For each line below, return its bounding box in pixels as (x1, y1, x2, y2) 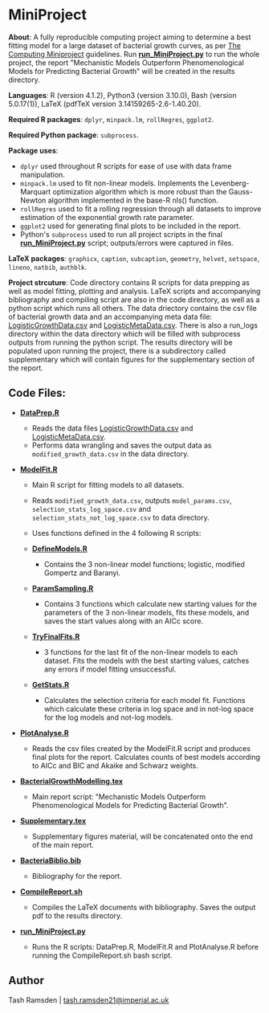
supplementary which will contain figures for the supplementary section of (8, 354, 255, 364)
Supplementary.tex (19, 815, 87, 825)
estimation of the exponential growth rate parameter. (19, 212, 194, 222)
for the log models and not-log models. (43, 713, 173, 722)
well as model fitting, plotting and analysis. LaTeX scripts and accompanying (8, 286, 261, 296)
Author (8, 974, 44, 987)
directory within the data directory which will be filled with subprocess (8, 329, 241, 338)
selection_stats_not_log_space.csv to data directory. (31, 513, 210, 522)
